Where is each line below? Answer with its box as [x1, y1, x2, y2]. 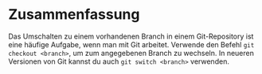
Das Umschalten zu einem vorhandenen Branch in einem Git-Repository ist [8, 31, 254, 41]
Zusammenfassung [8, 6, 140, 24]
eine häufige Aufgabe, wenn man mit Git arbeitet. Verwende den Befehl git [8, 39, 255, 49]
